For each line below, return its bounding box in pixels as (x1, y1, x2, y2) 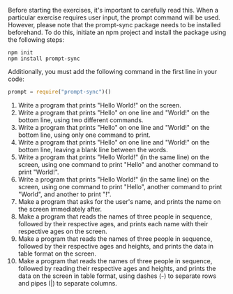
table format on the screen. (17, 249, 97, 258)
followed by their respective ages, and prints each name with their (17, 219, 209, 228)
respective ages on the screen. (17, 227, 107, 235)
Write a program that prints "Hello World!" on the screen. (17, 101, 182, 109)
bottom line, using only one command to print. (17, 131, 151, 139)
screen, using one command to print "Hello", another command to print (17, 182, 223, 191)
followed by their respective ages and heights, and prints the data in (17, 242, 214, 250)
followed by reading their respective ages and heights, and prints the (17, 264, 216, 272)
